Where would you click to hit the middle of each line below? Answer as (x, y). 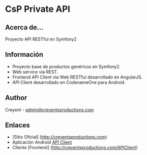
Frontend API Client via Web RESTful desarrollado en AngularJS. (77, 77)
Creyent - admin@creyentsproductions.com (50, 110)
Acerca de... (24, 27)
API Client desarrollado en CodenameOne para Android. (69, 82)
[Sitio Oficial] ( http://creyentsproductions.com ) (59, 137)
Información (24, 55)
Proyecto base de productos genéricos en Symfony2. (66, 66)
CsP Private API (38, 9)
